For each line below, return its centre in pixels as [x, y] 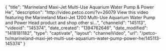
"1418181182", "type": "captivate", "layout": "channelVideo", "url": [72, 33]
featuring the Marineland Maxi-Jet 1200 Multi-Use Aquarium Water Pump [80, 17]
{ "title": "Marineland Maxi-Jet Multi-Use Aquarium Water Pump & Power [80, 7]
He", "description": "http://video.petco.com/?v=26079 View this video [77, 12]
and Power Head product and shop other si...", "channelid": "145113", [76, 23]
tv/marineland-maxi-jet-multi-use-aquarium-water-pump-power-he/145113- [83, 38]
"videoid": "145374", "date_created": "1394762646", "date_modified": [77, 28]
